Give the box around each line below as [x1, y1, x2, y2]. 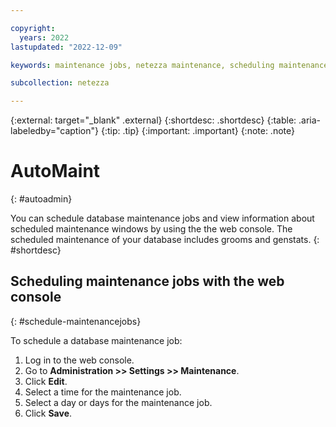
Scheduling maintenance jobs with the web [10, 273, 285, 290]
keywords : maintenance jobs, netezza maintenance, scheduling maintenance [10, 60, 329, 70]
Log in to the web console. [24, 354, 135, 366]
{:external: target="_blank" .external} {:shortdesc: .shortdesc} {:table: [10, 114, 297, 126]
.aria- [298, 114, 322, 126]
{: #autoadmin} [10, 193, 73, 205]
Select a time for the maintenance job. [24, 386, 182, 398]
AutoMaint [10, 160, 101, 183]
